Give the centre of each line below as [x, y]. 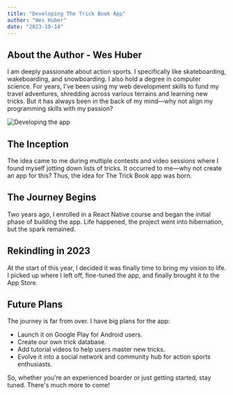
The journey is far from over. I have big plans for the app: [89, 321]
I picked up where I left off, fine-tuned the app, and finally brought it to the [113, 275]
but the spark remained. [42, 229]
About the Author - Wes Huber [75, 55]
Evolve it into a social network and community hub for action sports [114, 357]
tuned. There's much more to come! [59, 385]
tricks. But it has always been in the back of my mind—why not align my [110, 101]
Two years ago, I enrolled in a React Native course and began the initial [109, 214]
